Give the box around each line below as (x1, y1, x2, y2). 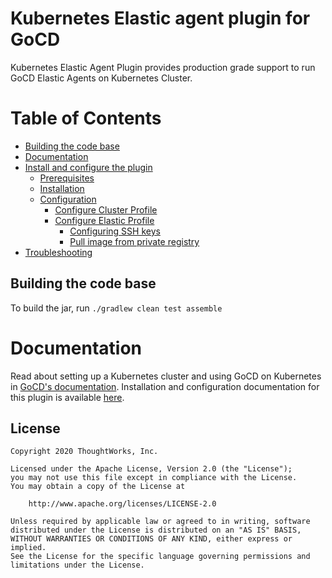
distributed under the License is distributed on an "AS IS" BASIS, (10, 525, 302, 536)
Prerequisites (39, 172, 95, 184)
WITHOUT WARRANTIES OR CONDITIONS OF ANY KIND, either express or (10, 534, 293, 544)
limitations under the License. (10, 560, 145, 571)
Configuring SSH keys (69, 225, 161, 237)
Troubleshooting (24, 246, 93, 258)
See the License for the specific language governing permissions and (10, 552, 311, 562)
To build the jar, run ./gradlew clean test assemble (10, 302, 223, 314)
